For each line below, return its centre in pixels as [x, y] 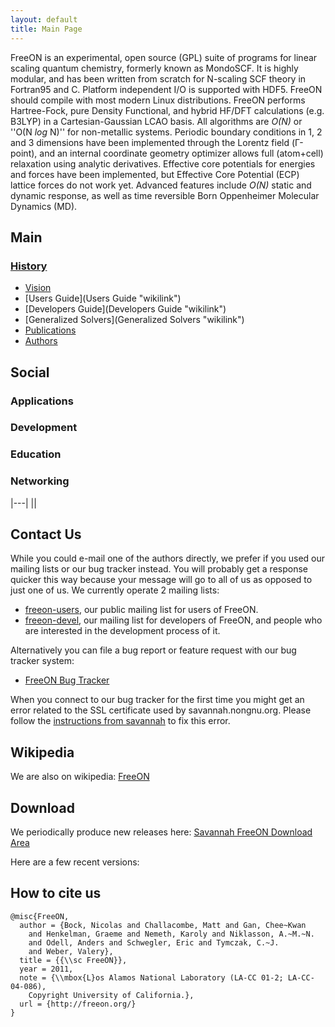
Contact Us [46, 534]
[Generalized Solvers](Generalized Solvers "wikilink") [134, 320]
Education [36, 454]
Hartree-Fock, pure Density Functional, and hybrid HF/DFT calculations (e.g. [167, 110]
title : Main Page [46, 29]
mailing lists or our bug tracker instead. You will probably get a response [159, 569]
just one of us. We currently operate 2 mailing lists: [115, 590]
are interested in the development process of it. [122, 631]
